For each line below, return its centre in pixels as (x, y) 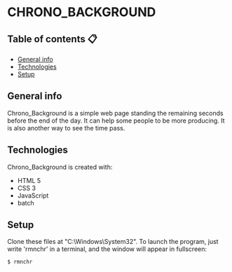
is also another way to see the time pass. (66, 128)
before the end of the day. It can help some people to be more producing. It (116, 121)
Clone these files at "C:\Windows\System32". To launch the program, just (113, 242)
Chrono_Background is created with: (60, 167)
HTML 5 (29, 180)
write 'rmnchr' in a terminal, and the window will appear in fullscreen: (107, 249)
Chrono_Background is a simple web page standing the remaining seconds (115, 113)
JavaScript (33, 195)
